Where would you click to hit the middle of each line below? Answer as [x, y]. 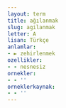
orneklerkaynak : [31, 87]
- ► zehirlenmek [31, 54]
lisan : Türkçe [28, 40]
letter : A [22, 34]
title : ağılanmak [33, 21]
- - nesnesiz [27, 67]
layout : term [27, 14]
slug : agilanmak [31, 27]
